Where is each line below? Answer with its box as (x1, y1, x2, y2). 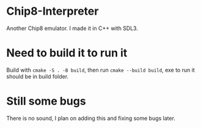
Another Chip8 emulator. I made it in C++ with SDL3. (6, 24, 139, 32)
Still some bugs (6, 94, 87, 108)
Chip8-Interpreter (6, 4, 99, 18)
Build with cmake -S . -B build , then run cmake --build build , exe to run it (6, 66, 196, 73)
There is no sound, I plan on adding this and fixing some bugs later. (6, 115, 176, 122)
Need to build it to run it (6, 46, 128, 60)
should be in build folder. (6, 72, 69, 80)
